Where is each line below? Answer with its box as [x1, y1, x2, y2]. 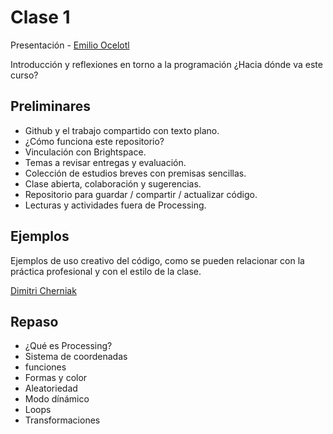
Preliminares [10, 98, 91, 115]
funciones [24, 361, 67, 373]
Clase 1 [10, 6, 71, 29]
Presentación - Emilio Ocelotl [10, 39, 130, 51]
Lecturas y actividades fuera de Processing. [24, 199, 207, 211]
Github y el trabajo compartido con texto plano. [24, 124, 220, 136]
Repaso [10, 313, 59, 330]
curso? [10, 69, 39, 81]
